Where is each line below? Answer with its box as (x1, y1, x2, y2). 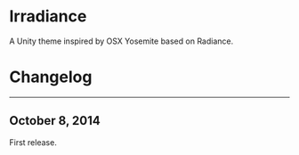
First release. (9, 136, 58, 148)
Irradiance (9, 6, 87, 27)
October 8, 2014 (9, 113, 101, 128)
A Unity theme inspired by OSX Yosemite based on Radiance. (9, 36, 234, 46)
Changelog (9, 67, 93, 87)
